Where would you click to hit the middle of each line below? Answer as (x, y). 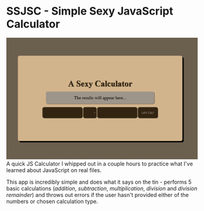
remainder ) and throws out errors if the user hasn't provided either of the (98, 195)
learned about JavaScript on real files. (54, 170)
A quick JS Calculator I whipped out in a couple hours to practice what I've (100, 164)
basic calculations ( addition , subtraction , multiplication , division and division (102, 189)
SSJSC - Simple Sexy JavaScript (90, 11)
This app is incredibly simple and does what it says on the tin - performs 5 (99, 182)
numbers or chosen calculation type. (52, 201)
